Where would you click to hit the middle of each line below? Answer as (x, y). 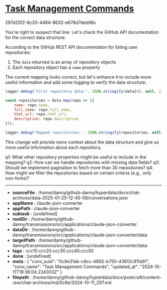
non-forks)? (17, 178)
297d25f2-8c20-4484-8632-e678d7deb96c (51, 22)
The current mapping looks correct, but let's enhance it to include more (78, 77)
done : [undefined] (32, 256)
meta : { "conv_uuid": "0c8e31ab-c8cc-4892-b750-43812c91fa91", (81, 261)
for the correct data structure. (36, 37)
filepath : (22, 277)
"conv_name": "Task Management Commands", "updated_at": (76, 267)
